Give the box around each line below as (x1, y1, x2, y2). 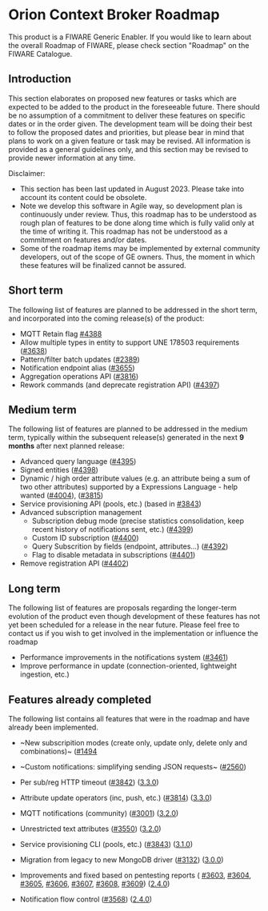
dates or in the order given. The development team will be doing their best (8, 118, 253, 129)
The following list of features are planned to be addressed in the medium (8, 424, 248, 434)
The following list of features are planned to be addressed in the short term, (8, 305, 258, 314)
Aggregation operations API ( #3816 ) (19, 371, 139, 381)
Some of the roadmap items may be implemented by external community (19, 243, 261, 253)
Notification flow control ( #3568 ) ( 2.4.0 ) (19, 894, 153, 904)
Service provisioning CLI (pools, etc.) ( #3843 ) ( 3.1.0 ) (19, 840, 194, 849)
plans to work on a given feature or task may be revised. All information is (8, 136, 251, 146)
